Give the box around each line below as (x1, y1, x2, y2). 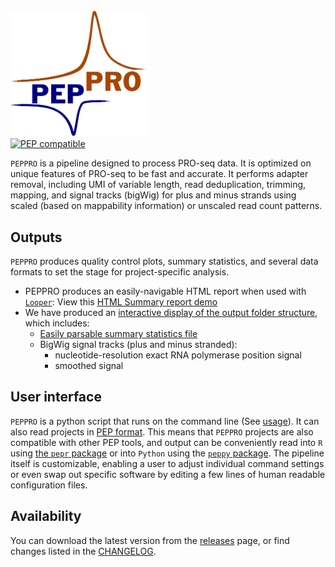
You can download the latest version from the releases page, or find (10, 534, 290, 546)
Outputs (10, 229, 63, 246)
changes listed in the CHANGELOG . (10, 545, 157, 557)
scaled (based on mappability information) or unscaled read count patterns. (10, 200, 323, 212)
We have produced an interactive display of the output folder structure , (24, 307, 318, 318)
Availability (10, 508, 82, 525)
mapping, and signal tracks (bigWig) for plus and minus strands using (10, 189, 297, 201)
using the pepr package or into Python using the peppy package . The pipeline (10, 447, 325, 459)
